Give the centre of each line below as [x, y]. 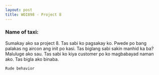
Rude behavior [20, 68]
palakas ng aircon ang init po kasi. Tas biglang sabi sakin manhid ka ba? [79, 48]
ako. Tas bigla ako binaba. [32, 59]
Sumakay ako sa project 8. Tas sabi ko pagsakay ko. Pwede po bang [76, 43]
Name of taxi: [22, 32]
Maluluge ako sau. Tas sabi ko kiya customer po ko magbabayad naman [79, 54]
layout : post [19, 10]
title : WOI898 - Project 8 [33, 15]
